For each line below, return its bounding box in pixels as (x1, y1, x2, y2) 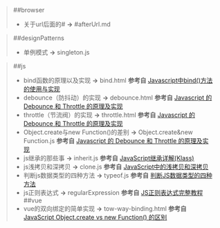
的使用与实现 (23, 85, 60, 93)
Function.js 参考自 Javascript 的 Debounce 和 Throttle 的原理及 (23, 137, 203, 144)
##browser (12, 6, 45, 14)
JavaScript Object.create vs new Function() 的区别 (23, 213, 167, 221)
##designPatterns (12, 34, 65, 42)
